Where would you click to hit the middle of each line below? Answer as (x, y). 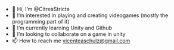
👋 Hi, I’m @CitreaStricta (41, 9)
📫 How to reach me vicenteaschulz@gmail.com (71, 41)
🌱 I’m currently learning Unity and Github (62, 28)
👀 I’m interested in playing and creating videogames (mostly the (90, 15)
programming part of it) (41, 21)
